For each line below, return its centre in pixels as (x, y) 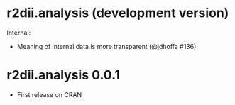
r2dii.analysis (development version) (118, 13)
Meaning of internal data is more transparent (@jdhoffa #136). (107, 46)
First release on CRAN (49, 94)
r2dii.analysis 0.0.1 (64, 75)
